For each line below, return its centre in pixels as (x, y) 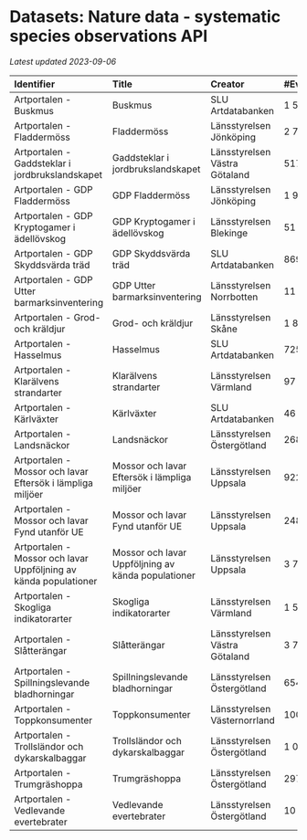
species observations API (109, 36)
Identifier (35, 84)
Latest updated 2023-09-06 (63, 61)
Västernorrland (243, 720)
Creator (227, 84)
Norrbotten (234, 297)
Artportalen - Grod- (58, 317)
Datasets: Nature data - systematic (145, 17)
